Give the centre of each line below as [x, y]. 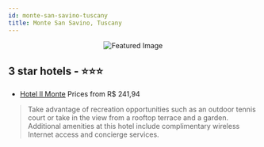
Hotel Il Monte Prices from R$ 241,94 [80, 94]
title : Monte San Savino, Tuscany [65, 23]
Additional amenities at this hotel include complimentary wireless [134, 126]
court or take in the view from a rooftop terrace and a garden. [128, 118]
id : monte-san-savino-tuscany [58, 15]
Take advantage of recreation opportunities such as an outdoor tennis [142, 109]
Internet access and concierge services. [94, 134]
